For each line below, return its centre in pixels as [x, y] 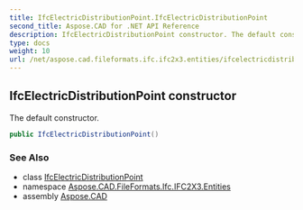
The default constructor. [54, 117]
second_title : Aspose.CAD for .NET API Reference [105, 26]
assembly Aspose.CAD [65, 196]
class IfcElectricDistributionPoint [83, 177]
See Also [29, 157]
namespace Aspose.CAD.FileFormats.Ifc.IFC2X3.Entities [127, 187]
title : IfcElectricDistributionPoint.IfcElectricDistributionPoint [139, 18]
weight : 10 [30, 51]
